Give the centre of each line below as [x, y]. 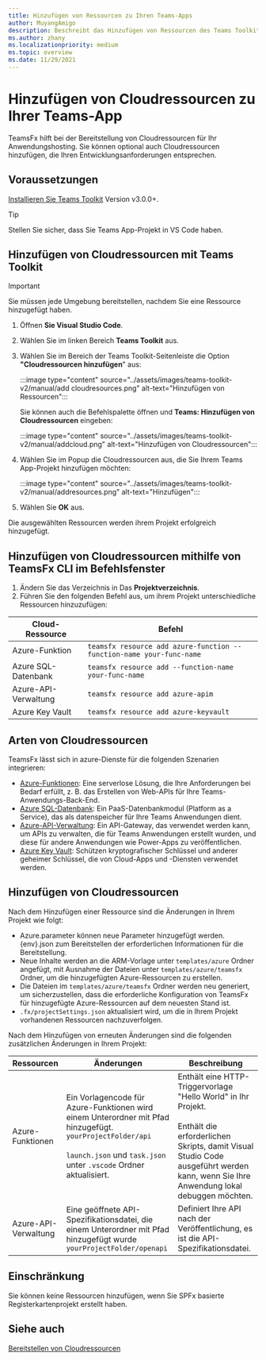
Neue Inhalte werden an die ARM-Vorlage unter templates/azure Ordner [137, 961]
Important [24, 286]
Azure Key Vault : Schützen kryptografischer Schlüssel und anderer [129, 851]
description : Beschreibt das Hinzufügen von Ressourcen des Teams [120, 30]
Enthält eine [199, 1077]
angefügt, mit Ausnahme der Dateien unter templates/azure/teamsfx [131, 969]
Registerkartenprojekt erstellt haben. [68, 1304]
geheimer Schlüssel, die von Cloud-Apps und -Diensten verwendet [129, 859]
